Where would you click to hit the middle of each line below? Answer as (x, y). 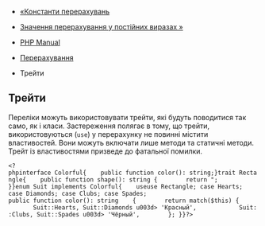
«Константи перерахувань (65, 12)
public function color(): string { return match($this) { (124, 201)
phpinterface (30, 173)
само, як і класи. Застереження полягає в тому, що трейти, (109, 126)
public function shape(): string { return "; (129, 179)
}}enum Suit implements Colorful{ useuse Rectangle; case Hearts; (126, 186)
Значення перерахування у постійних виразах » (102, 27)
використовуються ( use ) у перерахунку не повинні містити (108, 134)
